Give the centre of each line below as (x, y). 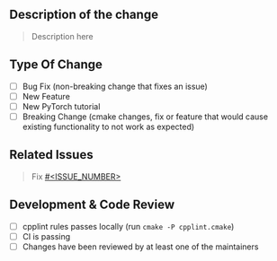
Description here (63, 36)
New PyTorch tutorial (61, 106)
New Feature (46, 96)
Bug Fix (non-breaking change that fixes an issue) (115, 86)
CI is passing (46, 236)
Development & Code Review (92, 205)
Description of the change (84, 15)
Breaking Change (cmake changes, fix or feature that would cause (145, 117)
